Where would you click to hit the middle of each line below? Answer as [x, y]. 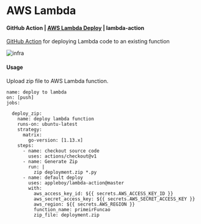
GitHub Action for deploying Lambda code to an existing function [88, 42]
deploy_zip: [27, 114]
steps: [26, 145]
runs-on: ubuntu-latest [48, 124]
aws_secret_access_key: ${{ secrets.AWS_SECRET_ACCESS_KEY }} [114, 199]
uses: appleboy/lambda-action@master [76, 183]
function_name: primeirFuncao [72, 209]
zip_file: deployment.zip [66, 215]
